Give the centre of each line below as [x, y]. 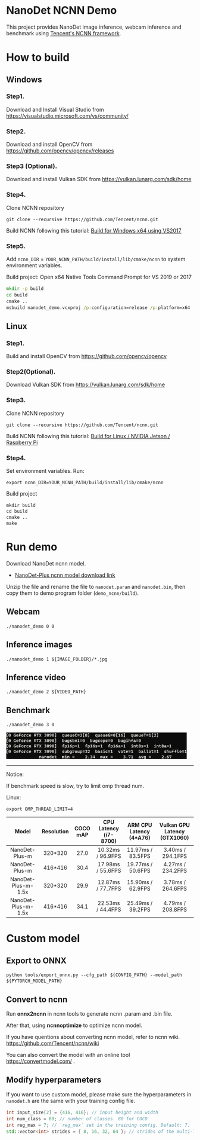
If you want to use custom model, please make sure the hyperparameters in [99, 1094]
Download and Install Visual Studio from [55, 109]
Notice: [15, 774]
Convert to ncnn [37, 999]
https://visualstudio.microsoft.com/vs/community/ [68, 116]
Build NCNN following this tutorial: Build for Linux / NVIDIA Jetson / [88, 436]
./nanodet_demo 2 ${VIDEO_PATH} [46, 692]
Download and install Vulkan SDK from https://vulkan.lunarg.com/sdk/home [99, 179]
